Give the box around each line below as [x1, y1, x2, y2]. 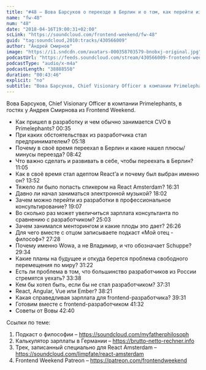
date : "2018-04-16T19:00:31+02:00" [6, 26, 97, 32]
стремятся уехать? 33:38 [15, 274, 82, 282]
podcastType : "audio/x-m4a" [6, 60, 78, 66]
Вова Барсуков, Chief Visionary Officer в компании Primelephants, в [6, 100, 182, 107]
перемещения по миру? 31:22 [15, 262, 94, 268]
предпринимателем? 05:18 [15, 138, 86, 145]
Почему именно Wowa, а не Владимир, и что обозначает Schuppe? [15, 242, 192, 249]
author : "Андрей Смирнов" [6, 43, 72, 50]
